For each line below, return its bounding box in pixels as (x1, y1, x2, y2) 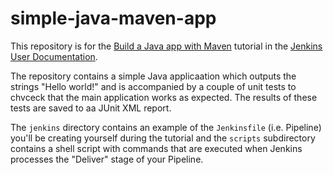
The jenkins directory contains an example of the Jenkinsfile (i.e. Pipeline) (10, 121, 322, 133)
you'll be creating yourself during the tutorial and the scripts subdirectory (10, 132, 316, 144)
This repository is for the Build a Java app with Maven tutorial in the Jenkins (10, 40, 323, 52)
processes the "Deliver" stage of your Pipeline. (10, 153, 204, 165)
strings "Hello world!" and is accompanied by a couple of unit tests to (10, 80, 297, 92)
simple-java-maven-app (10, 7, 217, 30)
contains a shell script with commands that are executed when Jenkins (10, 142, 303, 154)
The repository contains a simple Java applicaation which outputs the (10, 70, 297, 82)
